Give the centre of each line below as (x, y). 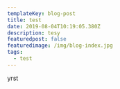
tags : (15, 52)
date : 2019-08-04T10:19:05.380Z (54, 26)
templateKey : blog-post (42, 13)
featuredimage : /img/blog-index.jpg (60, 46)
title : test (24, 20)
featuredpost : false (37, 39)
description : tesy (34, 33)
